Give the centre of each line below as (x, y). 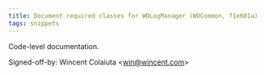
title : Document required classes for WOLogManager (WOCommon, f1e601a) (133, 16)
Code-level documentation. (54, 46)
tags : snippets (34, 23)
